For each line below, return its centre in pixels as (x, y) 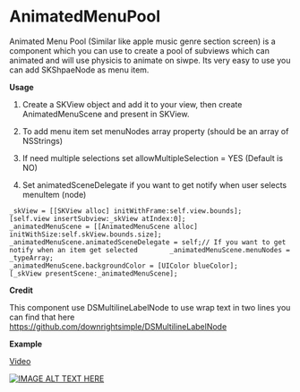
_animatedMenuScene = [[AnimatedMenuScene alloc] (104, 226)
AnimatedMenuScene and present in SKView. (106, 114)
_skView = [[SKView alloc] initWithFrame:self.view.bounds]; (126, 211)
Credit (21, 290)
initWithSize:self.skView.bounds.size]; (86, 234)
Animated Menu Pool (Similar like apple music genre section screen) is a (142, 41)
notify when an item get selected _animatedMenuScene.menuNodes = (150, 250)
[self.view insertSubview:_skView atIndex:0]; (98, 218)
